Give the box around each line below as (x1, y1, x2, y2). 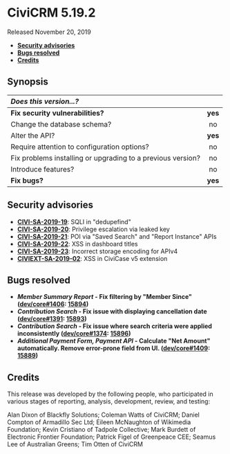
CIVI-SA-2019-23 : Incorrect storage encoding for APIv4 (17, 247, 178, 255)
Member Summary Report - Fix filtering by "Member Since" (17, 293, 192, 301)
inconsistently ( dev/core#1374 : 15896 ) (17, 329, 131, 338)
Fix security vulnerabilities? (10, 108, 104, 118)
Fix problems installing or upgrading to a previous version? (10, 153, 200, 163)
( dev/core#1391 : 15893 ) (17, 315, 88, 323)
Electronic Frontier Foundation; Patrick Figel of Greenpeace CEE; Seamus (7, 433, 216, 441)
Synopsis (7, 76, 48, 88)
